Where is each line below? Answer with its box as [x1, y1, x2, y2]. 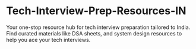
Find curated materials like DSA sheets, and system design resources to [6, 30, 182, 37]
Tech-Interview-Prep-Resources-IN [6, 4, 186, 18]
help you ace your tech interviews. [6, 36, 91, 43]
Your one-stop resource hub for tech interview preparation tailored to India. [6, 24, 191, 31]
